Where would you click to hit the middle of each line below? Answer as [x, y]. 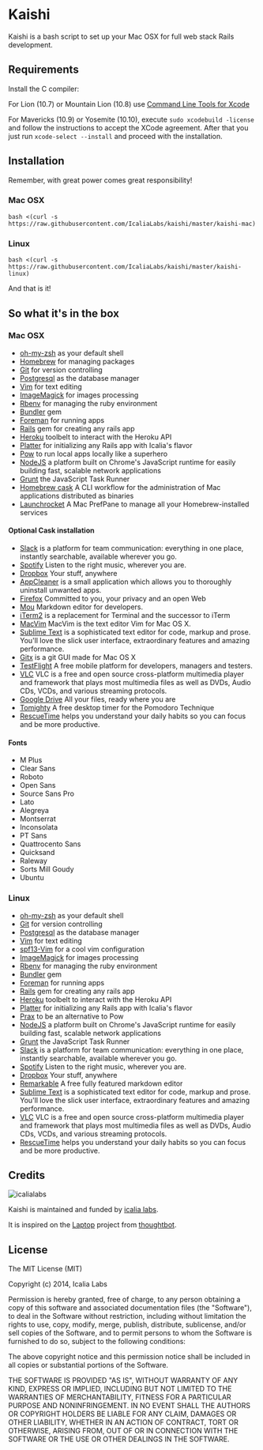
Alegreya [34, 811]
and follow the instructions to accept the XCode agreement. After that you [128, 127]
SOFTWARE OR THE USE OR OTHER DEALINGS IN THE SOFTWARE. [119, 1439]
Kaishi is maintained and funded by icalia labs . [83, 1210]
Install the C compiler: [44, 89]
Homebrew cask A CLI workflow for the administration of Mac [120, 487]
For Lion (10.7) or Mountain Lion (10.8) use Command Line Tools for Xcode [129, 104]
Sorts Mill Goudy [47, 869]
